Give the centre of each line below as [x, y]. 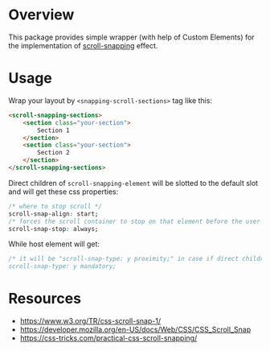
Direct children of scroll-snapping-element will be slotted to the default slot [133, 183]
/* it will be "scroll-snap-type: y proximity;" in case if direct [124, 259]
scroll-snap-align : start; [53, 214]
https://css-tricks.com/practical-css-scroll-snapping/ [108, 338]
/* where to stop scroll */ [55, 206]
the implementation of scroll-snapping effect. [83, 45]
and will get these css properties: [63, 192]
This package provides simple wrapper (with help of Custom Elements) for [131, 37]
